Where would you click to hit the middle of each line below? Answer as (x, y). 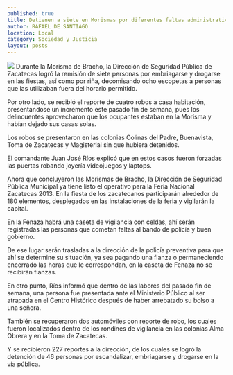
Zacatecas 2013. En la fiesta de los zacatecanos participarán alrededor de (113, 194)
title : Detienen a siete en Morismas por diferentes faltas (96, 20)
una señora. (24, 308)
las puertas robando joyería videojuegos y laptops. (79, 166)
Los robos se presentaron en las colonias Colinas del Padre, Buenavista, (110, 137)
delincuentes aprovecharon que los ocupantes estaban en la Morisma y (109, 116)
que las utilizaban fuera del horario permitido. (72, 88)
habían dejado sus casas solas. (52, 124)
